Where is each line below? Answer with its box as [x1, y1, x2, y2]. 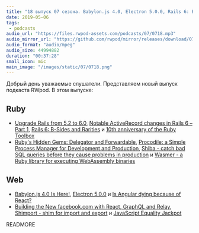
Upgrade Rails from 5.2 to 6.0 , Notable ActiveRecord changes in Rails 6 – [14, 119, 192, 127]
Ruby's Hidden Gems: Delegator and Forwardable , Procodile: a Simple [14, 138, 186, 146]
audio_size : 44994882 [6, 48, 60, 53]
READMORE [6, 221, 36, 228]
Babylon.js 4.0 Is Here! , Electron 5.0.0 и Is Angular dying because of [14, 191, 181, 197]
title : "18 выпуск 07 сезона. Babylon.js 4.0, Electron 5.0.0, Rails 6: [6, 8, 190, 15]
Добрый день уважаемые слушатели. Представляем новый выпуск [6, 80, 178, 87]
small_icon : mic [6, 58, 46, 64]
